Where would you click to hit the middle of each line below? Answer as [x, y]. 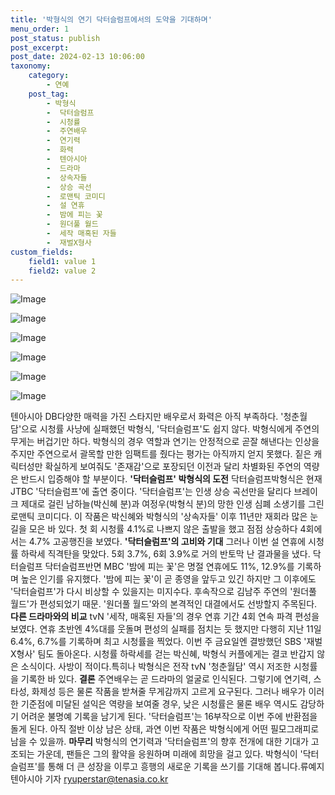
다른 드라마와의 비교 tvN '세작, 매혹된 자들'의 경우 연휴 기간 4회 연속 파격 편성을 [165, 617]
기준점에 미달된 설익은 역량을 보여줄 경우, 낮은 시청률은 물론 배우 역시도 [159, 704]
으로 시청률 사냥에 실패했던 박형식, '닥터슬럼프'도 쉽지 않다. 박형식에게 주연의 [170, 429]
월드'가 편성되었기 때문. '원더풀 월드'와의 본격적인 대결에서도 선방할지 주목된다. [164, 604]
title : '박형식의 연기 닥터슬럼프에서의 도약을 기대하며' [111, 19]
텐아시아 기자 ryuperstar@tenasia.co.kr [89, 779]
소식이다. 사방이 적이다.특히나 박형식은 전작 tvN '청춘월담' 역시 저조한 [156, 667]
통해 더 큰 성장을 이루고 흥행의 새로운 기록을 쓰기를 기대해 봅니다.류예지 [186, 767]
